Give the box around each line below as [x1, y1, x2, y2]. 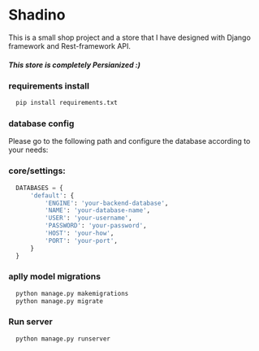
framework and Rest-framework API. [8, 41, 132, 50]
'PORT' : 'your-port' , [44, 236, 118, 245]
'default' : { [29, 191, 75, 200]
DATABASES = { [15, 184, 63, 192]
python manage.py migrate [15, 297, 104, 305]
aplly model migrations [8, 271, 101, 282]
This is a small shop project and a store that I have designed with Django [8, 32, 252, 42]
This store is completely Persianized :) [8, 59, 140, 70]
